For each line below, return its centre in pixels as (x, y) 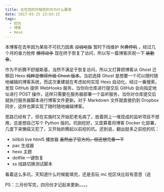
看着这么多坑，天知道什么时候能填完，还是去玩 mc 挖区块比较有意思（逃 (78, 174)
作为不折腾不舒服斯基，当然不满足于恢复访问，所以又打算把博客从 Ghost (78, 70)
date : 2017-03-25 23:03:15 (33, 14)
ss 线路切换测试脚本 (32, 164)
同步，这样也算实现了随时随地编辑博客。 (46, 106)
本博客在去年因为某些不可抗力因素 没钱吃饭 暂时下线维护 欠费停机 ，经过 (78, 47)
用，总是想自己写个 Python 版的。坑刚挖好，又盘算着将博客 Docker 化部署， (82, 123)
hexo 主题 (22, 152)
